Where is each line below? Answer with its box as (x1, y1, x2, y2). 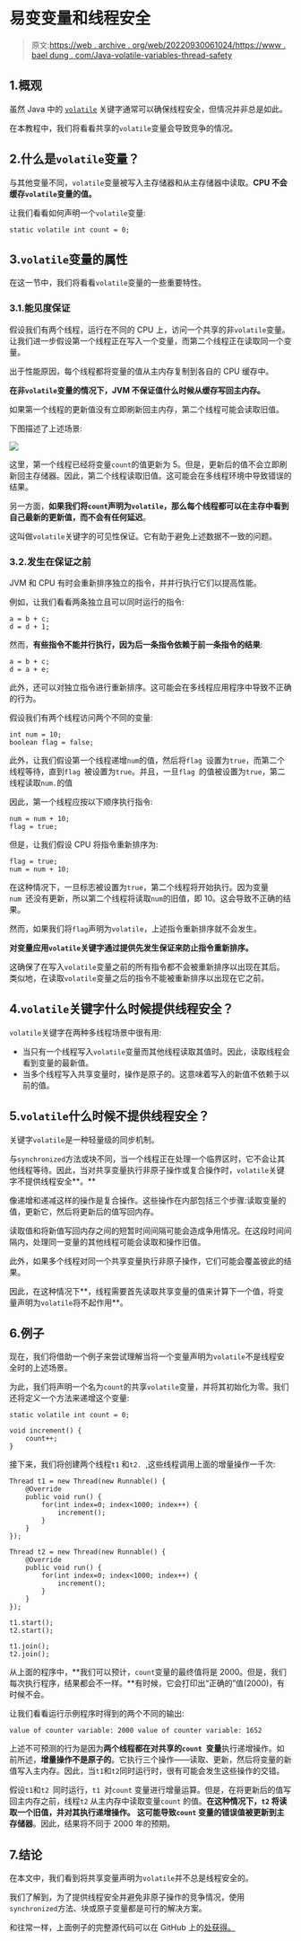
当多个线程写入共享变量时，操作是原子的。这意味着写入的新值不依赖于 (21, 1068, 282, 1079)
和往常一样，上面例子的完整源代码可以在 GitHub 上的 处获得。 (9, 1922, 236, 1933)
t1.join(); (9, 1642, 50, 1651)
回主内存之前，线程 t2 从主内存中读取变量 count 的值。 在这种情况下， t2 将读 (9, 1795, 288, 1806)
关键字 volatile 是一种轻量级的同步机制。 (9, 1134, 159, 1145)
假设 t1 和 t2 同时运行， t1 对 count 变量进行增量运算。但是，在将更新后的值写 (9, 1785, 292, 1795)
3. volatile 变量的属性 (9, 251, 128, 267)
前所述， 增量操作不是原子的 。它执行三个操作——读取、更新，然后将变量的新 (9, 1754, 292, 1765)
